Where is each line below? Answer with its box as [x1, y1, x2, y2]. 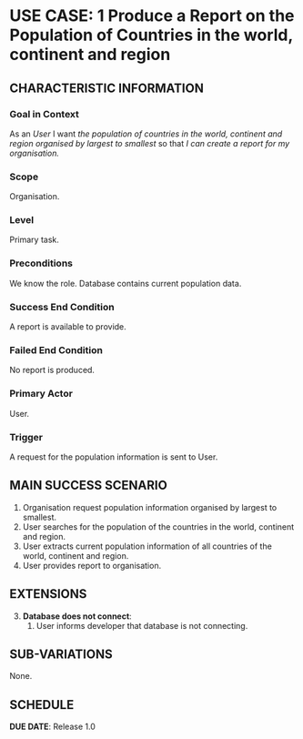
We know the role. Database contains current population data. [9, 278, 242, 289]
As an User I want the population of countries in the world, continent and [9, 128, 283, 139]
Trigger [9, 430, 44, 443]
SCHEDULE [9, 697, 75, 713]
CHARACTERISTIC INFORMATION [9, 80, 205, 96]
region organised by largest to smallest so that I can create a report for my [9, 137, 290, 148]
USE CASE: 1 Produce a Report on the [9, 5, 295, 26]
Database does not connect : [22, 611, 132, 622]
